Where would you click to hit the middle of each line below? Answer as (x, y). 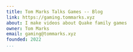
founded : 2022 (24, 39)
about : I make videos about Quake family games (67, 23)
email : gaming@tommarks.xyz (41, 34)
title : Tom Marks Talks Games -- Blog (55, 12)
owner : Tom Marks (28, 28)
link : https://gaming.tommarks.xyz (51, 17)
